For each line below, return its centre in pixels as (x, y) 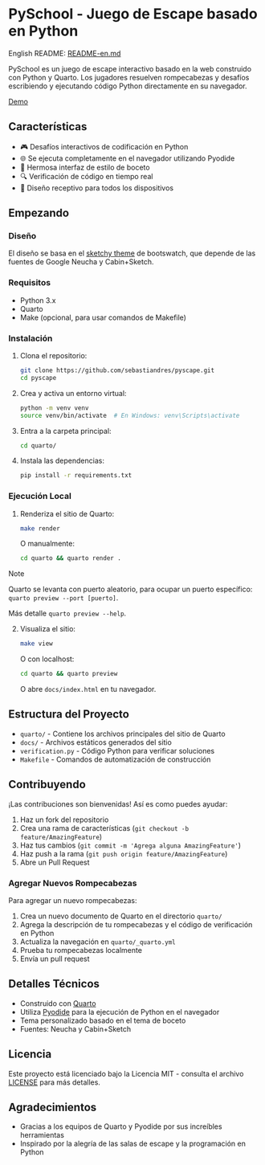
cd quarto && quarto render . (71, 558)
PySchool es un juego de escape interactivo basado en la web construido (130, 68)
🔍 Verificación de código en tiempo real (86, 176)
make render (40, 528)
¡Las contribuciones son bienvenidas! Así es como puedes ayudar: (118, 803)
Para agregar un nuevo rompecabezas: (73, 900)
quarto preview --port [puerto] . (63, 598)
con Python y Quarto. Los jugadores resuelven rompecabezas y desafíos (129, 77)
